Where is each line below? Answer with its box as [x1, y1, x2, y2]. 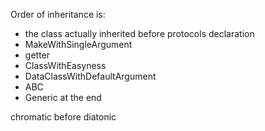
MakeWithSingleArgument [24, 39, 133, 50]
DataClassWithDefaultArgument [24, 70, 157, 82]
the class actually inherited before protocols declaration [24, 28, 255, 39]
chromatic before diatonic [10, 111, 117, 123]
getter [24, 49, 51, 61]
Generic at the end [24, 92, 102, 103]
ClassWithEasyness [24, 60, 107, 71]
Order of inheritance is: [10, 9, 106, 20]
